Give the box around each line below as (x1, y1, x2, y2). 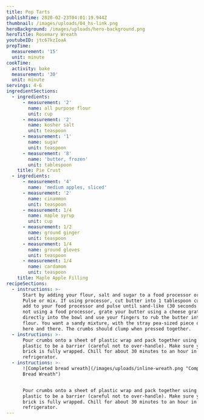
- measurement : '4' (22, 179, 72, 185)
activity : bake (12, 65, 50, 72)
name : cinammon (28, 195, 67, 201)
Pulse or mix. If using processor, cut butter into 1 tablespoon (22, 298, 191, 304)
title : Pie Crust (17, 167, 61, 173)
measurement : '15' (12, 49, 59, 55)
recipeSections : (6, 281, 47, 287)
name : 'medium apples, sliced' (28, 184, 107, 191)
